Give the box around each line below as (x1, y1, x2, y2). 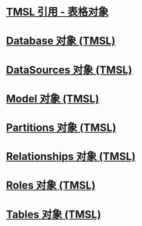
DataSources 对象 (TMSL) (6, 63, 133, 77)
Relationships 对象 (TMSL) (6, 150, 136, 164)
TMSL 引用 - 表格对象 (6, 5, 109, 19)
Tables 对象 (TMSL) (6, 208, 101, 221)
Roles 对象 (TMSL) (6, 179, 96, 192)
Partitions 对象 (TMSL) (6, 121, 117, 134)
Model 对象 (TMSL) (6, 92, 99, 105)
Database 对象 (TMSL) (6, 34, 116, 47)
